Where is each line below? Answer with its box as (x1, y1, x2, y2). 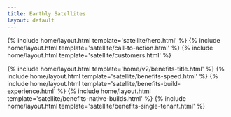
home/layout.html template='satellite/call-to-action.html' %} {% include (7, 43, 213, 52)
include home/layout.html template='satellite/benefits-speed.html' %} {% (7, 71, 218, 81)
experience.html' (7, 87, 56, 95)
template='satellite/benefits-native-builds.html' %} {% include (7, 94, 187, 102)
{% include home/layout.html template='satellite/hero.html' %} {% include (7, 36, 220, 44)
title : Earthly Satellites (7, 10, 86, 18)
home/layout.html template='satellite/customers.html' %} (7, 50, 171, 60)
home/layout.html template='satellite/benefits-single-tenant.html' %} (7, 102, 206, 110)
